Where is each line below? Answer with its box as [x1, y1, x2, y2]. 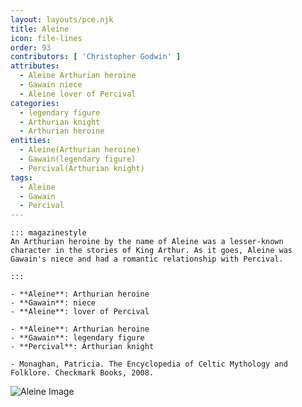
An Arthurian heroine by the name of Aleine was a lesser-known [10, 237, 284, 247]
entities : [10, 136, 52, 146]
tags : [10, 172, 33, 183]
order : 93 [10, 42, 52, 53]
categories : [10, 98, 60, 108]
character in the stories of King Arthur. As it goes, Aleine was [10, 246, 293, 256]
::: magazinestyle [10, 228, 87, 238]
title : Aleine [10, 24, 70, 34]
